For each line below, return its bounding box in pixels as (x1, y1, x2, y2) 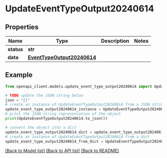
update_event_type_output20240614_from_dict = (5, 139, 103, 144)
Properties (5, 23, 39, 31)
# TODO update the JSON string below (5, 93, 83, 98)
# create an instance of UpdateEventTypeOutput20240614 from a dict (5, 134, 150, 139)
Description (101, 38, 129, 44)
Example (5, 71, 33, 79)
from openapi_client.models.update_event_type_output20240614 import (5, 84, 153, 89)
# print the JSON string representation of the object (5, 111, 121, 117)
